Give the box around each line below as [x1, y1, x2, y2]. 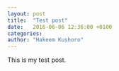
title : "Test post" [7, 17, 69, 24]
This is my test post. [7, 56, 67, 64]
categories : [7, 30, 42, 37]
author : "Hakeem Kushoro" [7, 37, 84, 44]
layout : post [7, 10, 46, 18]
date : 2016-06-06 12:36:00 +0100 [7, 23, 113, 30]
